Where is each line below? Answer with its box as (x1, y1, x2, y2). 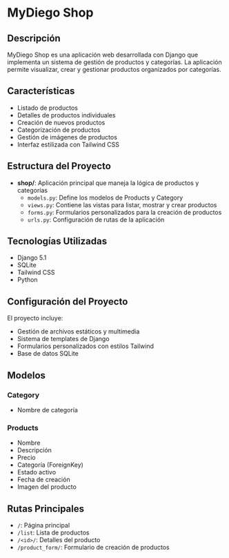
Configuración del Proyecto (7, 296, 128, 307)
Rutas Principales (7, 503, 85, 514)
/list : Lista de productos (17, 528, 90, 537)
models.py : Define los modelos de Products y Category (27, 193, 183, 202)
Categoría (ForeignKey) (17, 461, 84, 469)
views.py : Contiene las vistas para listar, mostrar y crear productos (27, 200, 217, 209)
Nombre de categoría (17, 405, 78, 414)
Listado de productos (17, 104, 78, 112)
